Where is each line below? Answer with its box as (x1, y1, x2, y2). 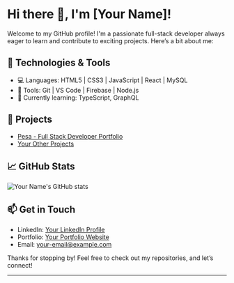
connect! (7, 261, 33, 270)
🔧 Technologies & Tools (7, 57, 111, 69)
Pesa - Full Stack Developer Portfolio (17, 132, 123, 140)
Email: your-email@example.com (17, 240, 112, 249)
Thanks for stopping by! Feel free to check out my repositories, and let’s (7, 254, 214, 262)
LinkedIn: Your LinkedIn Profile (17, 226, 105, 234)
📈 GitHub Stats (7, 160, 75, 172)
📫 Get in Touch (7, 204, 76, 215)
